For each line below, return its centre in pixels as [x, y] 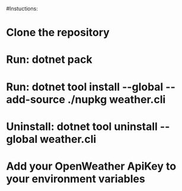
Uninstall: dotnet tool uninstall [82, 126]
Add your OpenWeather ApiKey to [91, 166]
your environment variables [76, 179]
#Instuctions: [22, 9]
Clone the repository [58, 33]
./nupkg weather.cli [116, 99]
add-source [36, 99]
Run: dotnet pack [50, 60]
